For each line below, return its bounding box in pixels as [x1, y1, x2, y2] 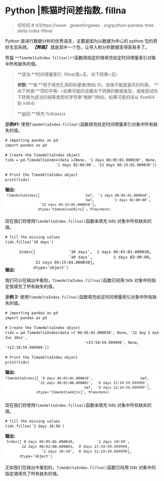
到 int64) [17, 100, 35, 106]
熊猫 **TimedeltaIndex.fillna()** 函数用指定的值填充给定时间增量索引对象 [5, 54, 156, 60]
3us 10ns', [5, 335, 27, 340]
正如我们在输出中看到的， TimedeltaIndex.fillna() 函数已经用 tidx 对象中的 [5, 464, 156, 470]
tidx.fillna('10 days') [5, 240, 54, 245]
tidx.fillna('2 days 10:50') [5, 423, 65, 429]
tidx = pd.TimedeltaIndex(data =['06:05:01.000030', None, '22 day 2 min [5, 331, 160, 335]
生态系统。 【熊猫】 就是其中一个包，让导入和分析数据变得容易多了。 [9, 44, 150, 50]
